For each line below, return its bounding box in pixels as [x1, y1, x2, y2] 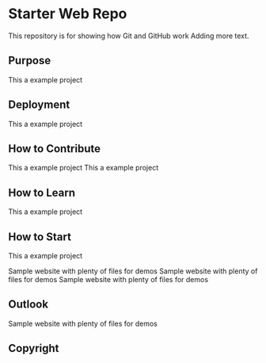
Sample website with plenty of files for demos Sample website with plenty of [8, 266, 258, 276]
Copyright [8, 342, 59, 355]
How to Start [8, 230, 71, 243]
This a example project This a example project [8, 163, 159, 173]
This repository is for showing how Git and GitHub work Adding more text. [8, 31, 249, 40]
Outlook [8, 298, 49, 311]
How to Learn [8, 185, 76, 199]
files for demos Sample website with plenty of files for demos [8, 275, 208, 284]
